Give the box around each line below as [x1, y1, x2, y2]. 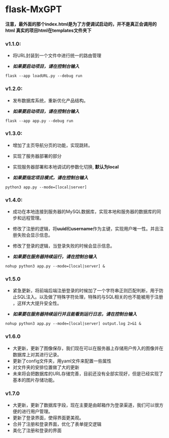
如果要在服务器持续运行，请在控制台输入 [12, 254, 97, 260]
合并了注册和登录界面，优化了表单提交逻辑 [12, 421, 102, 427]
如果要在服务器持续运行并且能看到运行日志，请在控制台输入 [12, 311, 137, 317]
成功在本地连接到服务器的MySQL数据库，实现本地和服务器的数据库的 [12, 209, 157, 215]
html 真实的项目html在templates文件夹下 [5, 27, 92, 33]
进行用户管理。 [21, 409, 53, 415]
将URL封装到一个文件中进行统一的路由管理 [12, 52, 102, 59]
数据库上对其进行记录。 [12, 351, 62, 357]
